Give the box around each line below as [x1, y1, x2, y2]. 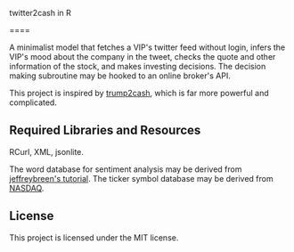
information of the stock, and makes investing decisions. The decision [9, 61, 266, 71]
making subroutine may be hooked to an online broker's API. [9, 70, 232, 81]
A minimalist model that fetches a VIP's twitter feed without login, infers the [9, 42, 286, 53]
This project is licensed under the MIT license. [9, 232, 179, 243]
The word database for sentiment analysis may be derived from [9, 164, 242, 175]
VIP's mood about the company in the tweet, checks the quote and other [9, 52, 276, 61]
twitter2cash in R [9, 8, 71, 18]
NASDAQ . [9, 183, 45, 193]
